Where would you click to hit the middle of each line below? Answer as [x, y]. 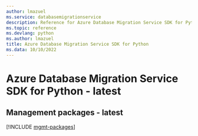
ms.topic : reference [32, 28]
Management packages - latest [65, 113]
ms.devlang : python [30, 33]
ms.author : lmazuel [30, 39]
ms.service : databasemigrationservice [54, 17]
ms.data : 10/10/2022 [32, 50]
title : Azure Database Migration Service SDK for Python [77, 45]
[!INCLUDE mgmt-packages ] [41, 127]
